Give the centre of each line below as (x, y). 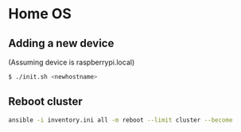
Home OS (40, 14)
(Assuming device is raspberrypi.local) (72, 62)
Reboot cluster (46, 101)
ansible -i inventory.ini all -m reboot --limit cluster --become (120, 120)
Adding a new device (61, 43)
